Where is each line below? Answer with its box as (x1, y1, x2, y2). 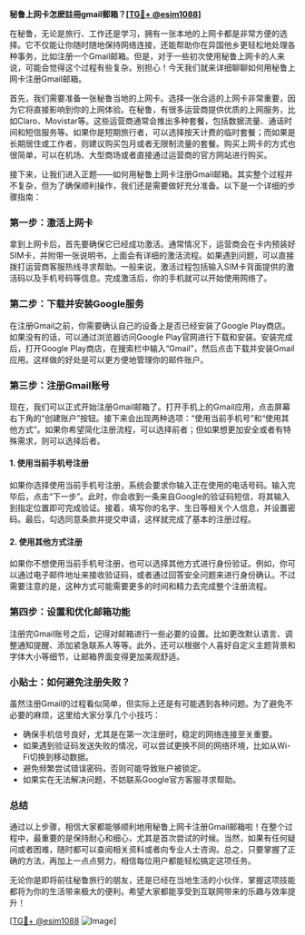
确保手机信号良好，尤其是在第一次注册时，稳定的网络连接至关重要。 (22, 728, 278, 739)
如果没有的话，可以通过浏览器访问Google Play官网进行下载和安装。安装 (9, 331, 278, 342)
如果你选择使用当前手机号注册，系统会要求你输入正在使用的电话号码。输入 (9, 480, 288, 491)
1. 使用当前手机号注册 (9, 458, 89, 468)
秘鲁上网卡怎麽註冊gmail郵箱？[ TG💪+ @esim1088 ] (9, 9, 202, 19)
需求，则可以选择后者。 (16, 435, 105, 446)
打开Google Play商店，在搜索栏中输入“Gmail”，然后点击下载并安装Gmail (25, 342, 295, 353)
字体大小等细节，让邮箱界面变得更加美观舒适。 (9, 651, 184, 662)
